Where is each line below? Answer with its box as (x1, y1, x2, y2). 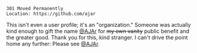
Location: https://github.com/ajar (6, 11, 96, 17)
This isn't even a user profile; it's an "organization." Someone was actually (6, 21, 192, 28)
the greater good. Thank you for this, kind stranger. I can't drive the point (6, 34, 188, 41)
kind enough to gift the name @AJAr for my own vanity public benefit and (6, 27, 190, 35)
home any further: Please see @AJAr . (6, 40, 100, 47)
